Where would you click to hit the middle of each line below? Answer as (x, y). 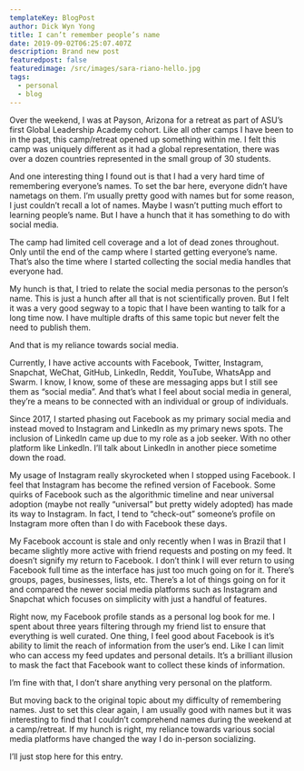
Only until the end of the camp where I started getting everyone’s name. (144, 252)
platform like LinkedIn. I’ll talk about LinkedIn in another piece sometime (143, 447)
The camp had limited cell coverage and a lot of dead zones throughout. (144, 242)
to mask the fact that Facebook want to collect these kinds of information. (147, 665)
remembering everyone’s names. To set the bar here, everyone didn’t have (149, 185)
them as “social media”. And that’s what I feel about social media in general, (151, 391)
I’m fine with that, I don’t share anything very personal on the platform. (141, 682)
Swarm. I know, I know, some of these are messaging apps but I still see (144, 382)
